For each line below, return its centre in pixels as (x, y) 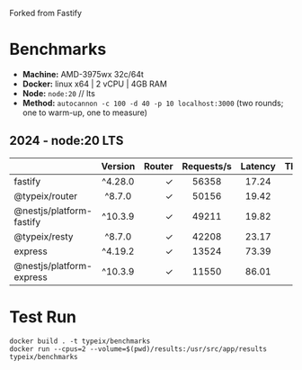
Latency (258, 166)
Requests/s (207, 166)
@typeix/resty (44, 236)
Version (118, 166)
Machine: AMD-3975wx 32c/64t (83, 74)
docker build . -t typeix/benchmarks (80, 341)
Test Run (43, 316)
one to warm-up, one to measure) (85, 113)
